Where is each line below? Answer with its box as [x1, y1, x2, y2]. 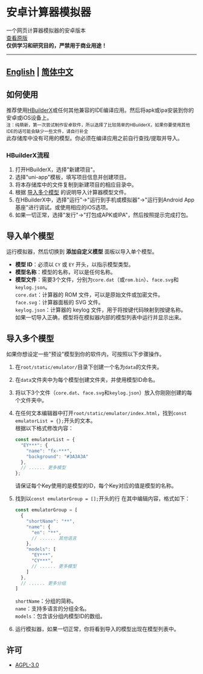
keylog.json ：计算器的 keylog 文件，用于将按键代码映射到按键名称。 [14, 306, 186, 313]
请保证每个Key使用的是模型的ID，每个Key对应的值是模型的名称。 [14, 482, 177, 489]
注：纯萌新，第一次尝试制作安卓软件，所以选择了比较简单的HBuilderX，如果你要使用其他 [6, 122, 190, 128]
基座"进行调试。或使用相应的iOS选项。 [14, 204, 112, 211]
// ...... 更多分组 [21, 580, 66, 586]
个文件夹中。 [14, 397, 47, 404]
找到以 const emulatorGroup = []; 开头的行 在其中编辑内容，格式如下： [14, 495, 190, 502]
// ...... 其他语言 [31, 535, 77, 541]
